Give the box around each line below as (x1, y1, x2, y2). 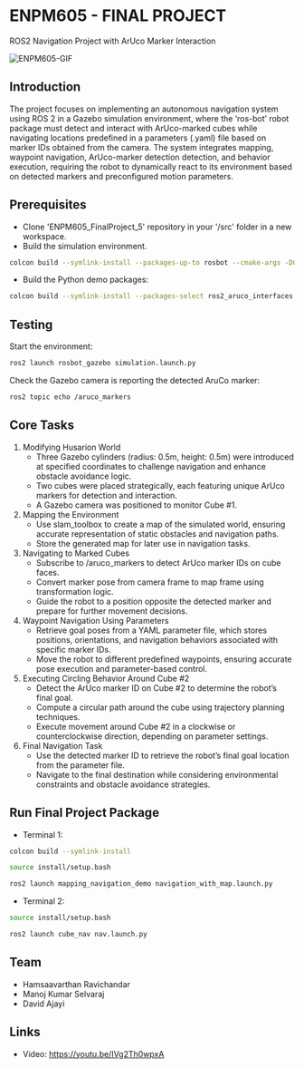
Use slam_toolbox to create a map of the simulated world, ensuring (35, 519, 286, 529)
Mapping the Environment (22, 509, 119, 519)
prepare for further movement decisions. (35, 605, 188, 617)
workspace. (22, 230, 67, 241)
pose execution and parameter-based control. (35, 663, 208, 674)
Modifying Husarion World (22, 442, 121, 452)
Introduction (9, 79, 81, 95)
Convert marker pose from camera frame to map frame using (35, 577, 264, 587)
